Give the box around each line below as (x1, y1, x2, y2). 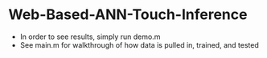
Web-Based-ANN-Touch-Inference (8, 6, 248, 24)
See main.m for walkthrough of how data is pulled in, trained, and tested (19, 40, 259, 49)
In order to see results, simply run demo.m (19, 32, 161, 41)
